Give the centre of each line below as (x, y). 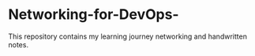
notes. (19, 44)
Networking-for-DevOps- (94, 15)
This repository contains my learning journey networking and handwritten (127, 36)
